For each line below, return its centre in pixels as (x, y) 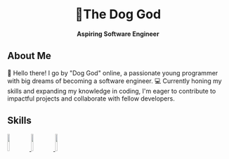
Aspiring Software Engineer (118, 34)
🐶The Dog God (118, 14)
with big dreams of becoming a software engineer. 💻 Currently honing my (115, 81)
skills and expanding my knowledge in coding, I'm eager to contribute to (112, 91)
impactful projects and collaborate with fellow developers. (91, 98)
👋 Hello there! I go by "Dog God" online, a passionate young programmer (113, 72)
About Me (29, 56)
